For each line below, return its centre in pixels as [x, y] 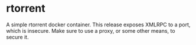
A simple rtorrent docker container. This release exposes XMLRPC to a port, [98, 25]
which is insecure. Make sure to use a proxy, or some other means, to [91, 30]
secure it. [17, 37]
